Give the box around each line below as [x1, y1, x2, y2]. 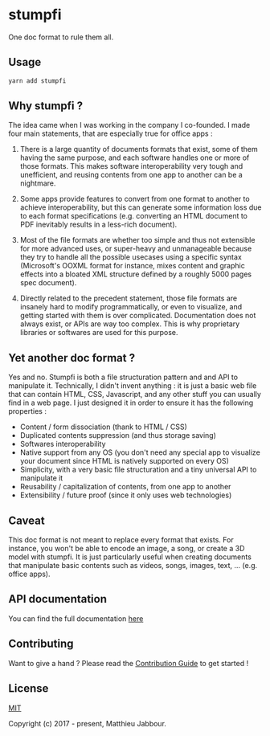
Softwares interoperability [19, 440, 106, 449]
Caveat [8, 513, 46, 527]
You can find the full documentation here [8, 613, 144, 624]
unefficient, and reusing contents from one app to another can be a [19, 170, 243, 180]
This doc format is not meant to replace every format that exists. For [8, 535, 235, 545]
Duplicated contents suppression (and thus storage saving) [19, 431, 217, 440]
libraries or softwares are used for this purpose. [19, 328, 178, 337]
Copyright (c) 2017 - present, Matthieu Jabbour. [8, 718, 167, 728]
